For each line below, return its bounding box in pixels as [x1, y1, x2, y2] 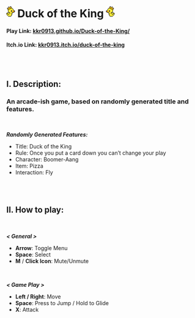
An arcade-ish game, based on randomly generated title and [6, 97, 189, 106]
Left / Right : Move [15, 293, 61, 300]
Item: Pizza [15, 162, 44, 169]
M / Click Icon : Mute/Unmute [15, 257, 89, 265]
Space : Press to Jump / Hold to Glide [15, 300, 109, 307]
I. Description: [6, 79, 61, 89]
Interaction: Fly [15, 168, 53, 176]
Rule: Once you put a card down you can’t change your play [15, 149, 166, 157]
